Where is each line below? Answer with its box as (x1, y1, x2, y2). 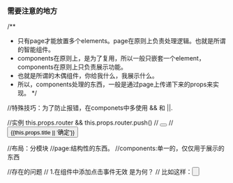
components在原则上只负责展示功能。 (17, 63, 127, 71)
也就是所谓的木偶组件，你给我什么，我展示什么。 (17, 72, 158, 80)
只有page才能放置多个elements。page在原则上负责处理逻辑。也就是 (17, 37, 214, 45)
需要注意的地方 (7, 6, 58, 15)
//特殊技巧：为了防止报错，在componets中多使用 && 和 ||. (7, 104, 173, 112)
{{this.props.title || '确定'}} (10, 129, 75, 136)
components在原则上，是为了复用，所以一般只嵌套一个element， (17, 54, 205, 63)
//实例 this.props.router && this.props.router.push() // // (7, 118, 174, 127)
